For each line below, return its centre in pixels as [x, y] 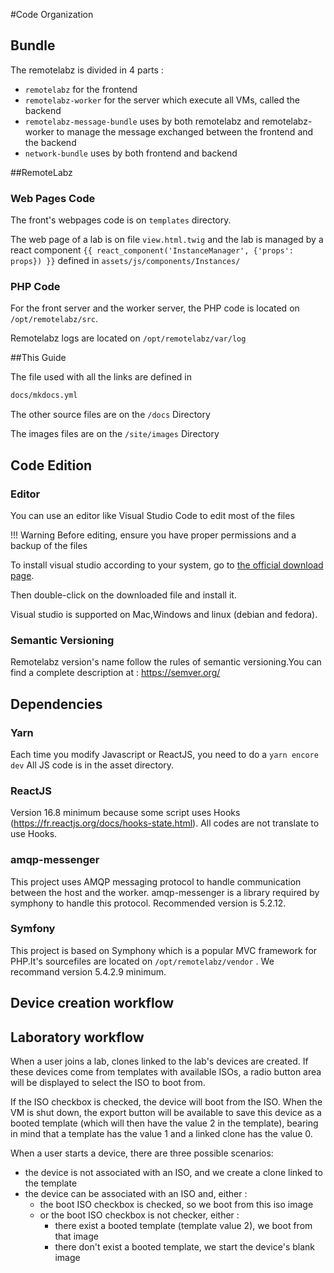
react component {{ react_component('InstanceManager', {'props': [152, 250]
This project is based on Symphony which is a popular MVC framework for [164, 950]
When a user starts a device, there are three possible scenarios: [142, 1153]
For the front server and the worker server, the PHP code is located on [155, 308]
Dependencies [56, 704]
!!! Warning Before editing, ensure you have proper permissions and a [153, 535]
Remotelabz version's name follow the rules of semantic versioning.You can [166, 662]
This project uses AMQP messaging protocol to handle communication [156, 881]
